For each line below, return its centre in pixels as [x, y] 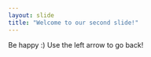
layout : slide [31, 15]
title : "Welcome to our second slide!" [74, 23]
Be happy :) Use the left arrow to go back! [76, 45]
